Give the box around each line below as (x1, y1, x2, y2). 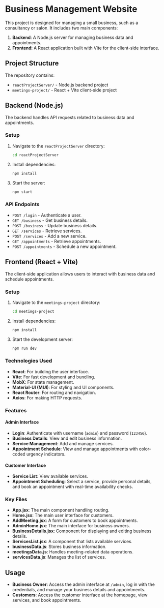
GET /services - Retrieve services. (12, 228, 82, 234)
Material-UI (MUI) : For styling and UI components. (12, 384, 114, 390)
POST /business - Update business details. (12, 222, 98, 228)
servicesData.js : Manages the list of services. (12, 554, 107, 560)
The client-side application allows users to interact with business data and (5, 271, 155, 276)
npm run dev (12, 346, 37, 351)
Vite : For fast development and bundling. (12, 374, 96, 380)
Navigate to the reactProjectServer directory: (12, 143, 105, 149)
